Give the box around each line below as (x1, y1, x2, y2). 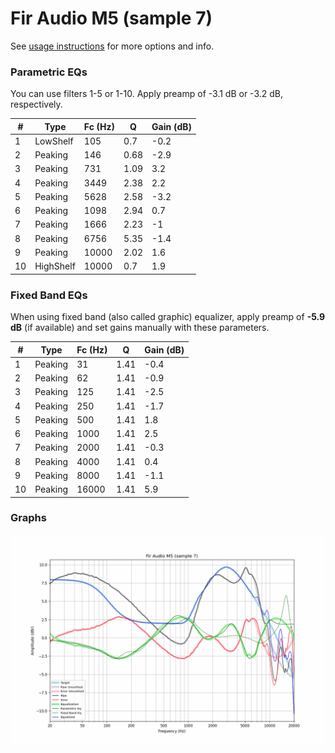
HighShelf (34, 260, 76, 272)
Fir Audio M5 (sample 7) (10, 7, 213, 30)
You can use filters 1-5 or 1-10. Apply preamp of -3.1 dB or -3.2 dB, (10, 88, 283, 100)
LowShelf (34, 135, 74, 147)
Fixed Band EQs (10, 288, 88, 302)
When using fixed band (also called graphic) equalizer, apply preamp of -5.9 (10, 311, 326, 323)
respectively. (10, 98, 63, 111)
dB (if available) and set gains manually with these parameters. (10, 322, 270, 334)
